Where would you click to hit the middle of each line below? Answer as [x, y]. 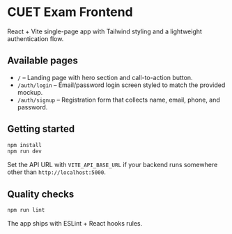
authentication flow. [36, 38]
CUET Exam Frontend [70, 12]
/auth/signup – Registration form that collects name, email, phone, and [119, 100]
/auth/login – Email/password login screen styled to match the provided [121, 85]
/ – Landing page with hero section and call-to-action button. [105, 77]
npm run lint [26, 210]
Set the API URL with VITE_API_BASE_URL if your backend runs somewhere [113, 165]
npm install [24, 145]
